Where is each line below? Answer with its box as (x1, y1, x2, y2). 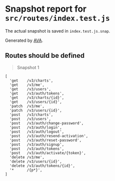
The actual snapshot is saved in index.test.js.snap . (5, 28, 111, 34)
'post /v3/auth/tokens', (9, 146, 64, 151)
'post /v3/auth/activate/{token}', (9, 150, 86, 155)
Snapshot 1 (17, 64, 39, 70)
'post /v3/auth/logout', (9, 129, 64, 134)
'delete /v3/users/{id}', (9, 159, 62, 164)
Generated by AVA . (5, 37, 43, 43)
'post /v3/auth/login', (9, 125, 62, 130)
